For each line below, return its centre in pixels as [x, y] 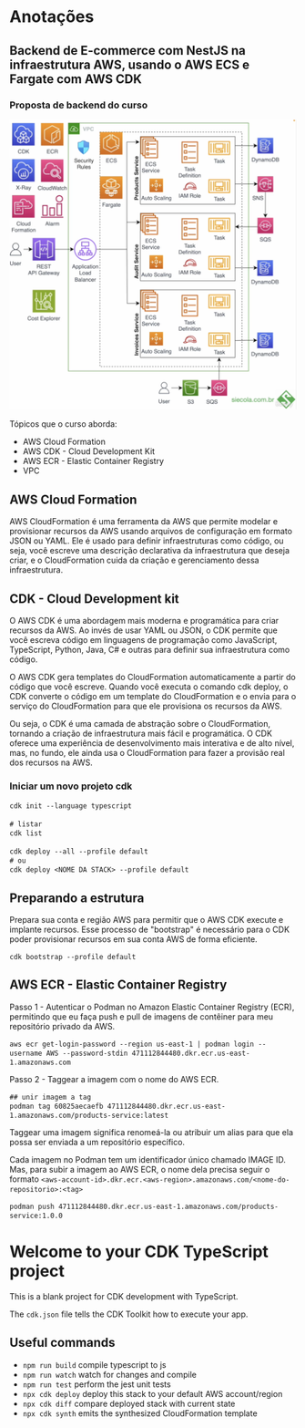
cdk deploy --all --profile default [79, 852]
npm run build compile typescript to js [94, 1364]
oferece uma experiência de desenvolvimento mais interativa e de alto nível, [152, 743]
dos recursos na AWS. [51, 762]
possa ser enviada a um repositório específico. [97, 1142]
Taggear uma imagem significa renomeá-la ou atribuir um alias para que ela [152, 1132]
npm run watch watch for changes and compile [110, 1374]
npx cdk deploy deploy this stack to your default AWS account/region [152, 1393]
